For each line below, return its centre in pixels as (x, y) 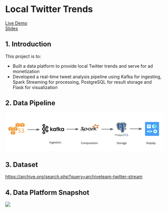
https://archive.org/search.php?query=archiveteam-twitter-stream (74, 177)
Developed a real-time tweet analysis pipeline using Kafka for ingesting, (87, 77)
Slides (12, 28)
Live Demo (16, 23)
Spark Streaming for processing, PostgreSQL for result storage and (82, 82)
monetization (26, 71)
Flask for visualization (35, 87)
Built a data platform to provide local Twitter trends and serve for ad (83, 66)
